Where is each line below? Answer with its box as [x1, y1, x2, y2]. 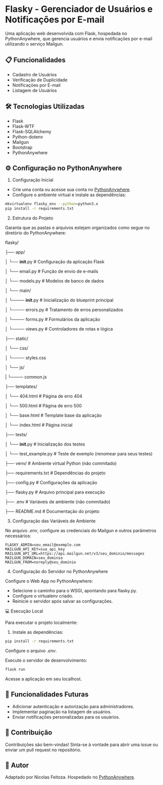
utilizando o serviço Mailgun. [5, 41, 64, 47]
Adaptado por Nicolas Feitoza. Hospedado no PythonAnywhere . [5, 774, 135, 780]
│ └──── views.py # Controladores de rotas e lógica [5, 326, 113, 332]
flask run [5, 667, 26, 672]
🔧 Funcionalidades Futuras [5, 690, 89, 699]
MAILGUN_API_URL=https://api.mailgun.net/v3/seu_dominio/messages [5, 551, 145, 556]
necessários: [5, 533, 31, 539]
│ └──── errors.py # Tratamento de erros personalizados [5, 307, 123, 313]
